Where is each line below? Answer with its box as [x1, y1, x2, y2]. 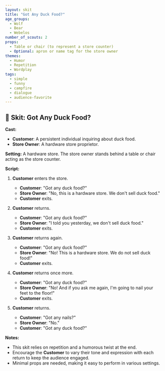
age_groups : [5, 16, 30, 21]
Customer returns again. [12, 235, 63, 241]
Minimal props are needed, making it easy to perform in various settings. [12, 360, 161, 366]
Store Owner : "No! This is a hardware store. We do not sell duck [19, 250, 151, 256]
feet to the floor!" [19, 290, 55, 296]
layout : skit [5, 7, 32, 12]
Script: [5, 166, 20, 172]
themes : [5, 53, 21, 59]
